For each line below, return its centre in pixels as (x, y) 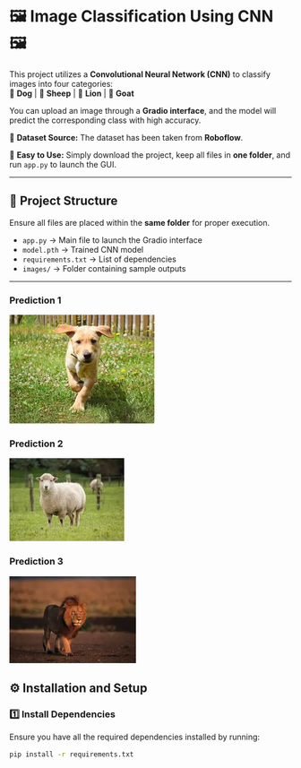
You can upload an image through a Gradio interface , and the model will (143, 110)
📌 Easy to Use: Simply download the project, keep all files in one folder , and (150, 155)
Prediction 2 (36, 444)
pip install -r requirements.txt (72, 755)
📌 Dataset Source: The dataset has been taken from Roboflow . (126, 137)
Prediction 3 (37, 562)
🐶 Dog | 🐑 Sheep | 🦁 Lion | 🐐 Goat (72, 93)
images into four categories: (61, 83)
